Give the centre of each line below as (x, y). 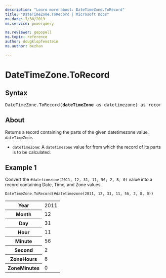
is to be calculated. (32, 152)
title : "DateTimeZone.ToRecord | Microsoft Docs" (57, 14)
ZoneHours (24, 259)
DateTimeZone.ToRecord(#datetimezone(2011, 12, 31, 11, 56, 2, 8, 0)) (79, 194)
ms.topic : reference (26, 37)
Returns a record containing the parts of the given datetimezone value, (77, 132)
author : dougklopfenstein (32, 42)
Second (24, 250)
